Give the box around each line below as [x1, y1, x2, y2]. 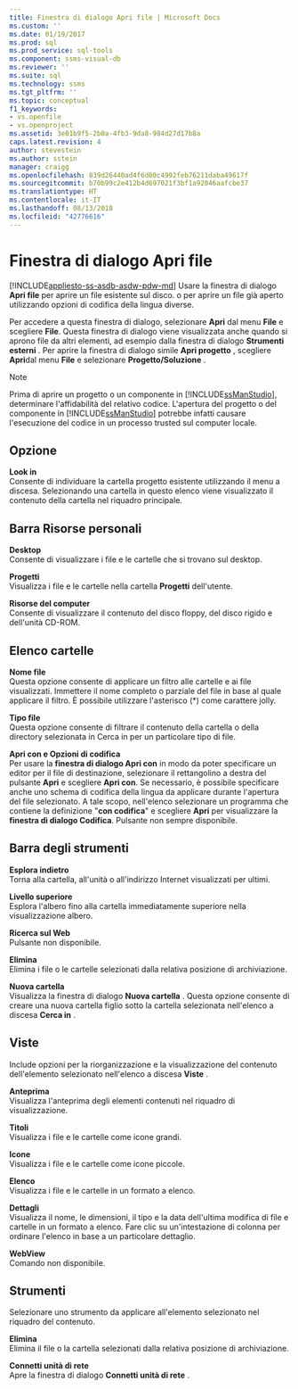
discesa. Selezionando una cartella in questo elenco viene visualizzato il [9, 485, 274, 496]
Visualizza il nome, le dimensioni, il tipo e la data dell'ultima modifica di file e [9, 1211, 289, 1222]
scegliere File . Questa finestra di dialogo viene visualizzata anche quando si [9, 326, 288, 336]
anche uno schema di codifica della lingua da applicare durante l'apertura [9, 787, 279, 797]
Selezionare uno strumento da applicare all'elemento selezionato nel [9, 1307, 260, 1318]
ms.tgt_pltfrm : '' [9, 87, 77, 96]
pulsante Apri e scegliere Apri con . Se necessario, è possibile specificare [9, 777, 279, 788]
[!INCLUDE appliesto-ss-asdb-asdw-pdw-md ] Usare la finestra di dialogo [9, 280, 278, 291]
